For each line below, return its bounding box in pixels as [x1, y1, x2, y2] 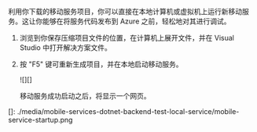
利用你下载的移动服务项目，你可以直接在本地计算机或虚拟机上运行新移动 [8, 7, 242, 16]
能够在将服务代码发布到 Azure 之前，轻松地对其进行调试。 [42, 16, 231, 26]
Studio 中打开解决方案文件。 [19, 43, 112, 52]
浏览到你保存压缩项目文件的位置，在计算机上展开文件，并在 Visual [19, 34, 234, 42]
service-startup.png [8, 116, 73, 124]
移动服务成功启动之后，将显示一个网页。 [19, 91, 151, 100]
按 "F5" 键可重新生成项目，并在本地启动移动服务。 [19, 59, 183, 69]
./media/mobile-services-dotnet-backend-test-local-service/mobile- [17, 107, 240, 116]
